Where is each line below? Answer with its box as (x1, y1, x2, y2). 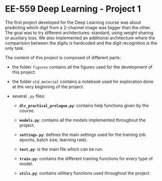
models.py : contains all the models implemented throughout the (19, 117, 146, 123)
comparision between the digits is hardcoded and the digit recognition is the (5, 40, 158, 46)
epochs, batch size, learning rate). (19, 137, 88, 143)
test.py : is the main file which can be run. (19, 146, 103, 152)
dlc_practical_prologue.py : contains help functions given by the (19, 102, 149, 108)
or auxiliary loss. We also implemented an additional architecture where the (5, 35, 155, 41)
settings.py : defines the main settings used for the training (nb (19, 132, 146, 137)
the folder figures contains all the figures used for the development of (12, 64, 153, 70)
